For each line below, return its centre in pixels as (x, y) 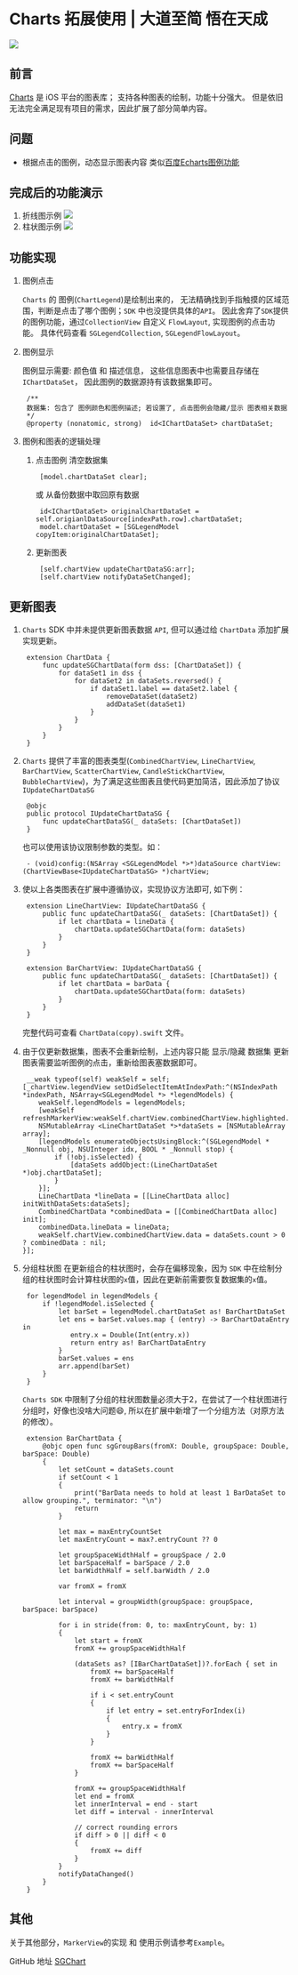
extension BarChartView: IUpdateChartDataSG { (114, 968)
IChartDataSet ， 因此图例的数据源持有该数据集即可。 (119, 382)
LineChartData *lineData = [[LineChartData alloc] (134, 1196)
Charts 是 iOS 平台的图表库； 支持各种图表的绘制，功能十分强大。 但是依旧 (146, 97)
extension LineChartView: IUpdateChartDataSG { (116, 906)
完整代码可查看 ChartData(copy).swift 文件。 (105, 1032)
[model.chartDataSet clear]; (94, 478)
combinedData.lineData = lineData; (105, 1227)
